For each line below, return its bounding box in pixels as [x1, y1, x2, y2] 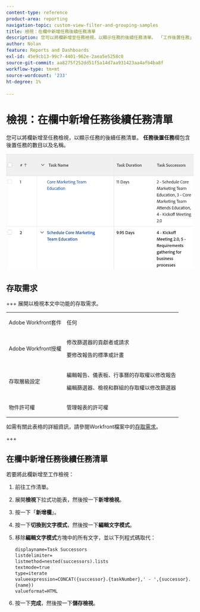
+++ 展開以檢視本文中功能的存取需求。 [6, 300, 102, 307]
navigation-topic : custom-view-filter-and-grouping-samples [6, 22, 159, 28]
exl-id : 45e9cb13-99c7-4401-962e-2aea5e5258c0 [6, 54, 124, 60]
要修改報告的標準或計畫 [66, 351, 124, 358]
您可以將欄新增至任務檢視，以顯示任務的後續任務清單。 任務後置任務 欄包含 [6, 134, 190, 141]
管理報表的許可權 [66, 404, 109, 411]
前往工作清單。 [14, 483, 52, 491]
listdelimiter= [14, 552, 53, 559]
